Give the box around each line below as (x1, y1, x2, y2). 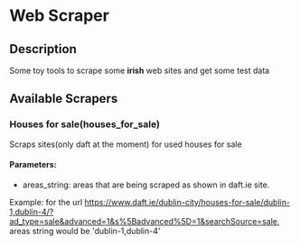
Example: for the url (9, 196, 83, 207)
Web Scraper (9, 5, 110, 26)
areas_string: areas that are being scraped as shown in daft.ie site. (22, 179, 270, 190)
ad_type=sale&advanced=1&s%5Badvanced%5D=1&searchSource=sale (9, 215, 278, 226)
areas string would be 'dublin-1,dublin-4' (9, 225, 161, 236)
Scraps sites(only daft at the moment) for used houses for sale (9, 139, 242, 150)
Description (9, 41, 77, 57)
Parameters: (9, 159, 57, 170)
